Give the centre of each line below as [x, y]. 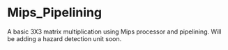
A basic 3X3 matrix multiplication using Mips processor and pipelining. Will [114, 32]
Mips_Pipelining [55, 13]
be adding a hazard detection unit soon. [64, 38]
